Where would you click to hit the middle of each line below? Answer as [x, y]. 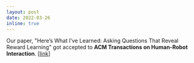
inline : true [23, 23]
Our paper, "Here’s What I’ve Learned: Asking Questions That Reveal [92, 41]
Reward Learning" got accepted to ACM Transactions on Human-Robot [97, 47]
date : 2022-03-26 [28, 18]
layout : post [23, 12]
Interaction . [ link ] [28, 54]
